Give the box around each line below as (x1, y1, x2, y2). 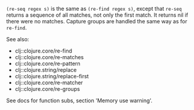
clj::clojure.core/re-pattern (14, 60, 81, 67)
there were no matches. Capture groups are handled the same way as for (6, 18, 187, 25)
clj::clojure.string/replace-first (14, 73, 89, 80)
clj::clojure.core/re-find (14, 47, 73, 54)
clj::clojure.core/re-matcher (14, 79, 83, 86)
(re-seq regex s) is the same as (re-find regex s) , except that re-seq (6, 5, 182, 12)
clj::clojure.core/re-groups (14, 85, 80, 92)
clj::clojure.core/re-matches (14, 54, 84, 60)
